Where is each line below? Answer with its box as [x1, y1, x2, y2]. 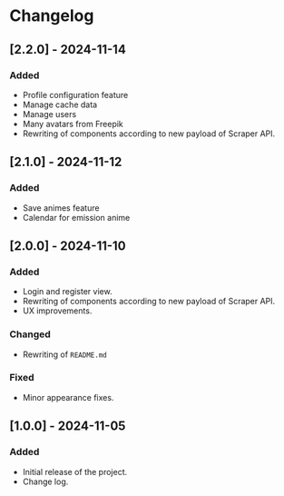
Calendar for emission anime [22, 212, 131, 223]
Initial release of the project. [22, 466, 128, 477]
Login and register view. [22, 286, 113, 297]
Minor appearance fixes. [22, 392, 114, 402]
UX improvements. [22, 305, 93, 316]
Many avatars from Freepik [22, 118, 124, 129]
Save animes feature [22, 202, 100, 213]
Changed [9, 328, 52, 341]
